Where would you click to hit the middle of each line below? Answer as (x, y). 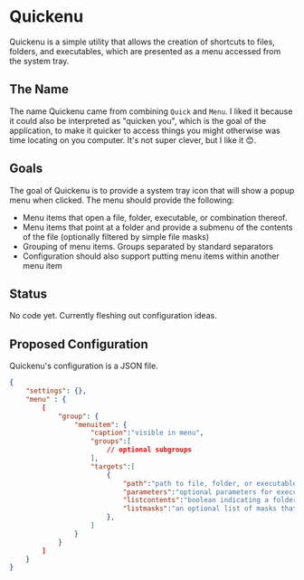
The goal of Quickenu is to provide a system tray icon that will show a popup (152, 190)
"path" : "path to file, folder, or (188, 483)
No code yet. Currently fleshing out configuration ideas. (113, 316)
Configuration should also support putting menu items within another (151, 256)
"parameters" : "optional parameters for (198, 492)
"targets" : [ (113, 466)
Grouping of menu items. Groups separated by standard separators (148, 246)
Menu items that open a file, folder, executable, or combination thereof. (155, 217)
